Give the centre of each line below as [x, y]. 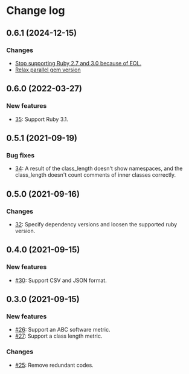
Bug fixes [21, 155]
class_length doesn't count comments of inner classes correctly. [95, 175]
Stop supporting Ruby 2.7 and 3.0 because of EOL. [78, 63]
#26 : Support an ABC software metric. [62, 330]
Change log [36, 11]
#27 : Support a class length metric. [59, 336]
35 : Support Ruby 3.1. [41, 119]
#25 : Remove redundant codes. [54, 365]
